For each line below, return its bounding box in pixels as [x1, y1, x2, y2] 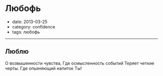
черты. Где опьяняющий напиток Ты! [5, 65, 82, 71]
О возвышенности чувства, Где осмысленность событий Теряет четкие [5, 60, 154, 66]
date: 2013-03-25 [12, 19, 48, 25]
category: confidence [12, 24, 56, 29]
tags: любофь [12, 29, 40, 35]
